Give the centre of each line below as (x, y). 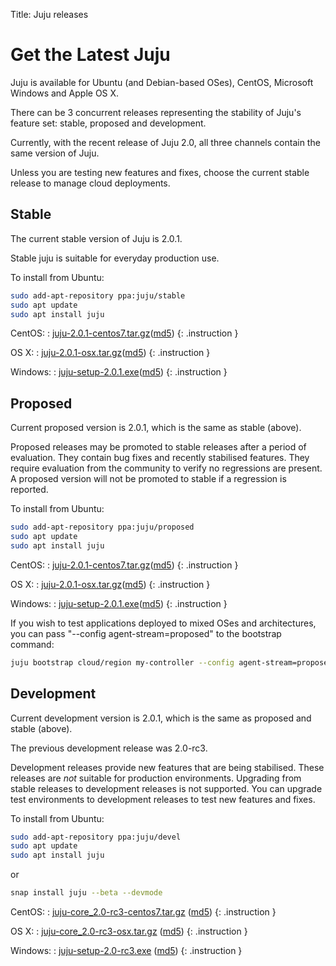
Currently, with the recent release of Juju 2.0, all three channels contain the (165, 142)
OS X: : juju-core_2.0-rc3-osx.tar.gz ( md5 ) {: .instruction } (129, 931)
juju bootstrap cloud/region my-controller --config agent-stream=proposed (171, 662)
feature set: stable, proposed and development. (108, 123)
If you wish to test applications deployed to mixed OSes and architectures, (163, 623)
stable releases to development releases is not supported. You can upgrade (166, 788)
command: (32, 644)
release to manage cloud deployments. (90, 183)
